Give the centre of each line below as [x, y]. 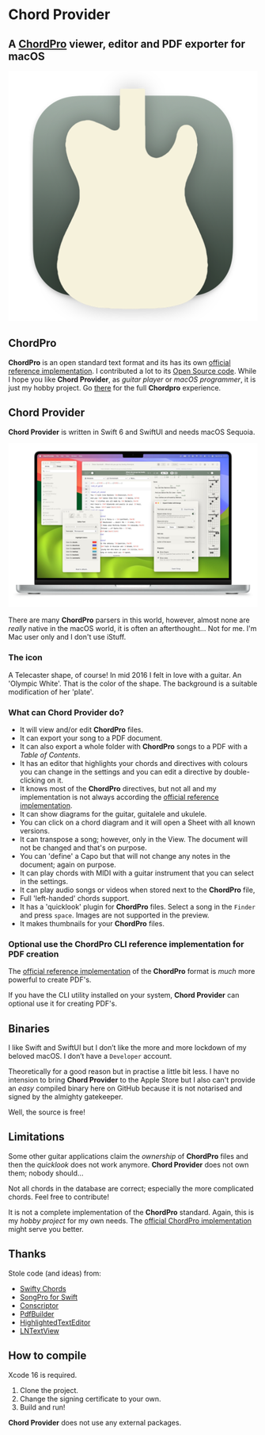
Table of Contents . [50, 755]
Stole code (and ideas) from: [55, 1273]
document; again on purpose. [68, 864]
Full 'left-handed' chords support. [74, 898]
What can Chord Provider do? [66, 712]
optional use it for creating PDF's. [62, 1004]
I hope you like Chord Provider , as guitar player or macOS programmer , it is [132, 379]
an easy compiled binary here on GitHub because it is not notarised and [125, 1088]
